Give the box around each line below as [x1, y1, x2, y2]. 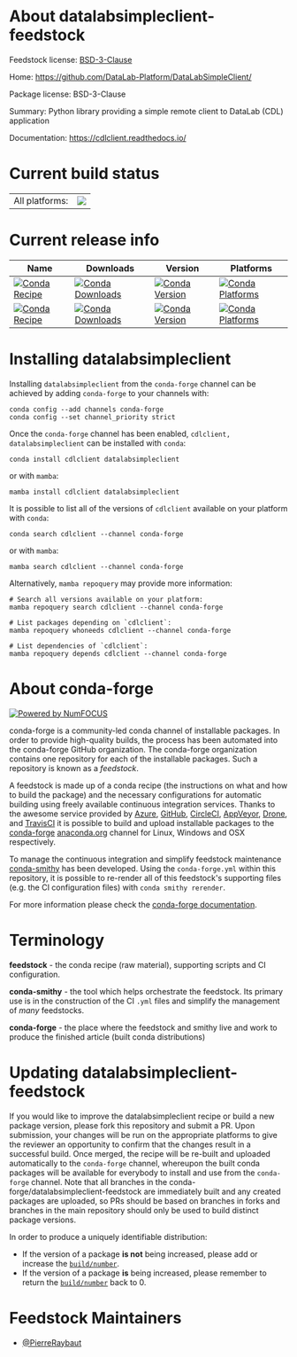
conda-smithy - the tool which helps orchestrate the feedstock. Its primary [9, 986, 284, 996]
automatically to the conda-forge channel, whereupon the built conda [9, 1158, 261, 1168]
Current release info [9, 230, 160, 250]
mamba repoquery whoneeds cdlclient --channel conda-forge [9, 626, 232, 635]
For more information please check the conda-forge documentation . [9, 899, 258, 909]
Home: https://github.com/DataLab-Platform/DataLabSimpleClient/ [9, 71, 252, 82]
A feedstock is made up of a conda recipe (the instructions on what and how [9, 780, 288, 791]
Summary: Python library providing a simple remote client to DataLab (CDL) [9, 105, 285, 116]
